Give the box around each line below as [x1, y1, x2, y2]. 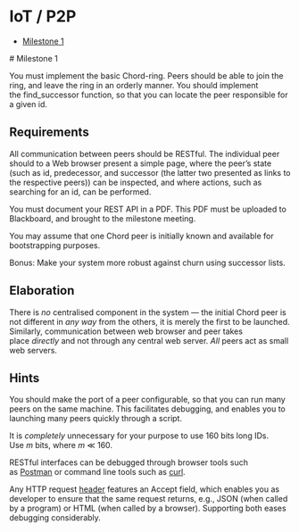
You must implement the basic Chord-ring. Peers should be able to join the [9, 70, 284, 81]
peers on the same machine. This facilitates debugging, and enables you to [9, 403, 286, 414]
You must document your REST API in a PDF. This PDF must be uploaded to [9, 204, 287, 214]
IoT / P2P [9, 6, 77, 27]
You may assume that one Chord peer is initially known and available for [9, 230, 274, 241]
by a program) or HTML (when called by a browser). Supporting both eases [9, 503, 287, 514]
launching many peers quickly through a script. [9, 413, 183, 424]
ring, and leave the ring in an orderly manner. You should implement [9, 79, 259, 90]
